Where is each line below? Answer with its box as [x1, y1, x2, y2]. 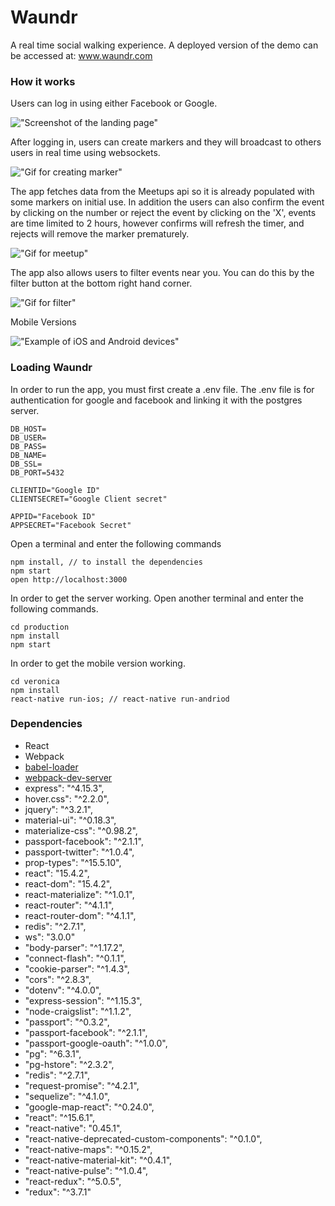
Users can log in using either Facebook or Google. [10, 97, 218, 110]
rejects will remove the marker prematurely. [10, 228, 190, 240]
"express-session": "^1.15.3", [24, 994, 143, 1006]
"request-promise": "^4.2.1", [24, 1079, 140, 1091]
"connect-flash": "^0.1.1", [24, 952, 127, 964]
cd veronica [10, 676, 60, 686]
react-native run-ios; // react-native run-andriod [10, 694, 230, 704]
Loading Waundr [10, 361, 93, 375]
